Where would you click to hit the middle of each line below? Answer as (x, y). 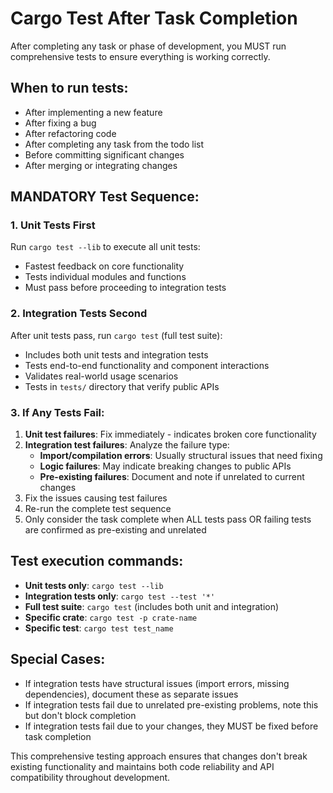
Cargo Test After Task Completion (154, 18)
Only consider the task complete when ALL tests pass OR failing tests (168, 519)
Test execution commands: (97, 561)
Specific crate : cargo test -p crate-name (111, 617)
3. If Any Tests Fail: (57, 412)
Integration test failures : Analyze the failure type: (127, 445)
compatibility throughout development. (90, 777)
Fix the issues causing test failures (96, 498)
